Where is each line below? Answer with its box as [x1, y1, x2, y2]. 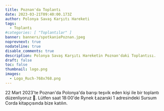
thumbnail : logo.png [5, 67, 48, 72]
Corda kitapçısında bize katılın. [5, 100, 68, 106]
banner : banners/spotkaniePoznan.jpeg [5, 35, 85, 40]
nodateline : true [5, 44, 41, 49]
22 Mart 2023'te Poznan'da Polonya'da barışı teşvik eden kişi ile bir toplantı [5, 89, 160, 95]
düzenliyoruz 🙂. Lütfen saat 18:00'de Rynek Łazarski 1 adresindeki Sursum [5, 95, 157, 101]
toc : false [5, 62, 28, 67]
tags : [5, 21, 16, 26]
